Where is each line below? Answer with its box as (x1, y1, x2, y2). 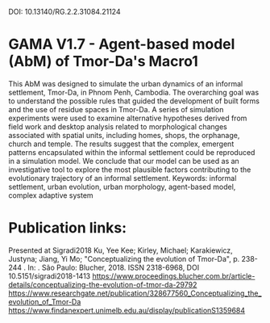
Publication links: (8, 219, 127, 237)
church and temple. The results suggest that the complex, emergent (8, 139, 235, 149)
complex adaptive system (8, 190, 94, 200)
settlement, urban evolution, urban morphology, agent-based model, (8, 182, 236, 191)
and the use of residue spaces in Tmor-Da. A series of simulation (8, 104, 224, 114)
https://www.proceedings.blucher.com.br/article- (92, 271, 255, 281)
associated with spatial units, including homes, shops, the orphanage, (8, 130, 240, 140)
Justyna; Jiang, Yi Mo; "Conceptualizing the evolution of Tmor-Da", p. (8, 254, 240, 263)
